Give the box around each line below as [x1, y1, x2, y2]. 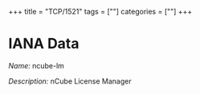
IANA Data [8, 35, 80, 53]
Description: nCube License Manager [8, 76, 132, 86]
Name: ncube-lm [8, 61, 64, 70]
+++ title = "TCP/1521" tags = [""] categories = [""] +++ [8, 7, 193, 16]
